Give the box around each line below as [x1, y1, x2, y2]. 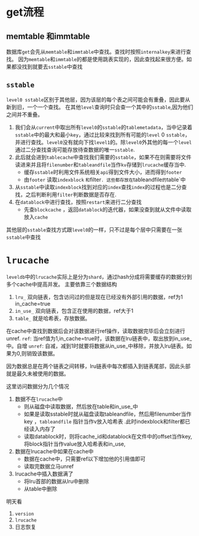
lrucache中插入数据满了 [14, 470, 74, 477]
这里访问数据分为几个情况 [6, 382, 69, 389]
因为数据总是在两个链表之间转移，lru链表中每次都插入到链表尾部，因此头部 [6, 363, 191, 370]
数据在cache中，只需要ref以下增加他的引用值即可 [23, 455, 146, 462]
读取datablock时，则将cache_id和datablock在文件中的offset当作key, [23, 433, 192, 440]
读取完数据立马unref [23, 462, 74, 470]
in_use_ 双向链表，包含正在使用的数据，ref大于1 [14, 307, 133, 314]
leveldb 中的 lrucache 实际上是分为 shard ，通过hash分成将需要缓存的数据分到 [6, 273, 192, 280]
